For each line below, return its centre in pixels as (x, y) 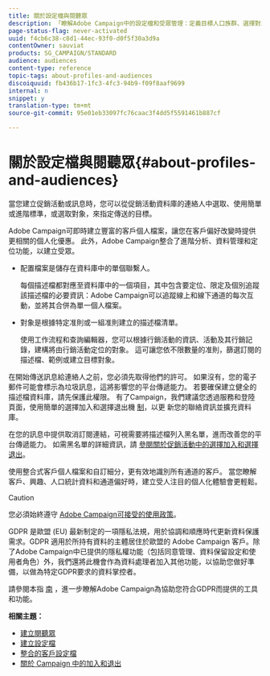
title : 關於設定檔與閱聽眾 (48, 16)
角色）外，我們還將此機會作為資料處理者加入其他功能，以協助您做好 (135, 562)
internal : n (28, 91)
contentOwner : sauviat (46, 46)
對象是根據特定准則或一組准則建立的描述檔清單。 (101, 322)
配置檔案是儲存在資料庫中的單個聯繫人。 (87, 267)
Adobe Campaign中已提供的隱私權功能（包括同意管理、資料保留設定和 (132, 551)
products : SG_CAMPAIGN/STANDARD (62, 53)
